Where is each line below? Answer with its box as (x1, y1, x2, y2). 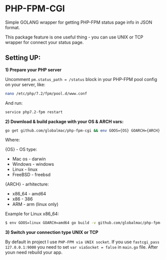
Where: (5, 137, 20, 143)
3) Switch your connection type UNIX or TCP (5, 229, 99, 235)
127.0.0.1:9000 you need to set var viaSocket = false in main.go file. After (5, 244, 158, 250)
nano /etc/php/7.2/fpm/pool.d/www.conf (5, 91, 87, 96)
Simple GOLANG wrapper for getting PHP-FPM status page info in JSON (5, 19, 152, 25)
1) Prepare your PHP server (5, 67, 62, 73)
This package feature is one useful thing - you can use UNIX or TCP (5, 34, 144, 40)
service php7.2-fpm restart (5, 110, 63, 114)
